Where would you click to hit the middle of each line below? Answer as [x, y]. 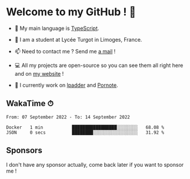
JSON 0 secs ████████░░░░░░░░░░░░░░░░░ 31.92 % [85, 132]
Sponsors [24, 151]
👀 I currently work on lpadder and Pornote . [66, 85]
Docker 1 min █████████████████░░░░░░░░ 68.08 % [85, 127]
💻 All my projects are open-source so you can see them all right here [99, 65]
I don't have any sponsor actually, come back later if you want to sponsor [95, 164]
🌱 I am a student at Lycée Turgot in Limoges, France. [78, 39]
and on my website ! [39, 73]
